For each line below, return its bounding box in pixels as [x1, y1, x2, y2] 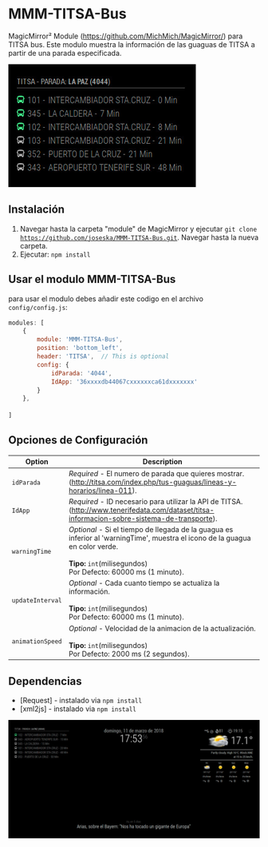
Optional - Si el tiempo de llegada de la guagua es [69, 525, 234, 535]
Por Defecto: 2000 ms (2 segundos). [69, 649, 190, 658]
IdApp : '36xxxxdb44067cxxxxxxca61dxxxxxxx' [50, 377, 198, 386]
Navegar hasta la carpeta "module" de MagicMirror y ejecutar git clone [19, 224, 258, 233]
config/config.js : [8, 302, 68, 312]
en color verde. [69, 542, 118, 551]
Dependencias [8, 674, 82, 688]
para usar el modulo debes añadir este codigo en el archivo [8, 293, 203, 304]
